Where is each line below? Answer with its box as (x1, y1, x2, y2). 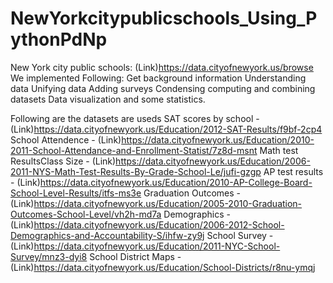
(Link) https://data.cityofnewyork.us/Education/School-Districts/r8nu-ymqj (10, 261, 316, 273)
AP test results (263, 165, 324, 177)
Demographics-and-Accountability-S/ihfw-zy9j (10, 229, 205, 241)
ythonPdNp (10, 28, 108, 51)
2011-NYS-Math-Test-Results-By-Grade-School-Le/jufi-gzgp (10, 165, 262, 177)
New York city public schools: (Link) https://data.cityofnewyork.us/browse (10, 61, 314, 73)
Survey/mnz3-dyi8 (10, 250, 88, 262)
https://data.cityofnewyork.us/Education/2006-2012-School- (33, 218, 285, 231)
